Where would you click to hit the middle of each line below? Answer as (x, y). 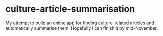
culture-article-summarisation (70, 9)
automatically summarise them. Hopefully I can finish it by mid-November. (82, 28)
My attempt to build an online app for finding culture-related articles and (80, 23)
